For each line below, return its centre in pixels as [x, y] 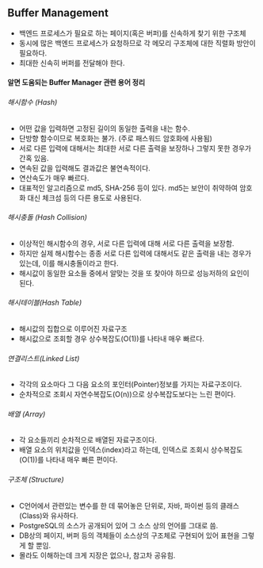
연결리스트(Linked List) [44, 358]
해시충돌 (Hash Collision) [48, 217]
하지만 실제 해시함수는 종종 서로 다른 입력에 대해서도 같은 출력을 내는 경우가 [135, 253]
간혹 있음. [34, 158]
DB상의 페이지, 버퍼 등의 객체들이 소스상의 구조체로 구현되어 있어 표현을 [129, 535]
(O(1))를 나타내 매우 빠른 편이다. [68, 460]
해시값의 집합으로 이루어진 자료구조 [73, 329]
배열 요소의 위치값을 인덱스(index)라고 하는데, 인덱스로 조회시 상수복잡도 [131, 450]
